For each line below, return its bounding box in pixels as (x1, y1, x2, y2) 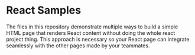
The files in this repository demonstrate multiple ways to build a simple (6, 23, 178, 30)
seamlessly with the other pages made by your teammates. (6, 42, 150, 49)
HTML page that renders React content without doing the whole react (6, 29, 175, 36)
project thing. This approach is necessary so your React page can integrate (6, 35, 190, 43)
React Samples (6, 4, 82, 17)
